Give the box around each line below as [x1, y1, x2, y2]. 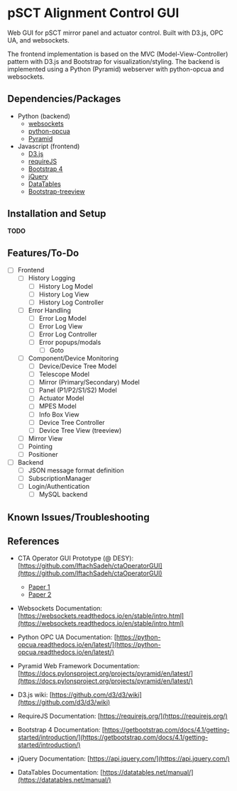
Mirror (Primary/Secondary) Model [38, 378, 140, 387]
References [7, 535, 60, 547]
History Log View [38, 289, 89, 299]
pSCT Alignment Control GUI [7, 5, 180, 21]
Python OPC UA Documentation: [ [17, 633, 117, 641]
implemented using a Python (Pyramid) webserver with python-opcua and [7, 65, 224, 73]
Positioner [28, 450, 58, 458]
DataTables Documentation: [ [17, 768, 103, 777]
